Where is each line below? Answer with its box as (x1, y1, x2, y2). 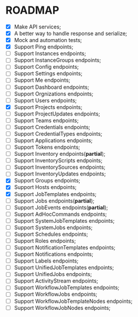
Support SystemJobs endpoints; (14, 223, 93, 231)
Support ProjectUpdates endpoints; (14, 110, 101, 117)
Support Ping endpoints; (14, 43, 74, 50)
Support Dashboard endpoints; (14, 84, 90, 91)
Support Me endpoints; (14, 76, 71, 84)
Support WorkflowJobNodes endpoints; (14, 304, 111, 311)
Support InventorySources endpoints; (14, 164, 106, 171)
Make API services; (14, 23, 61, 30)
